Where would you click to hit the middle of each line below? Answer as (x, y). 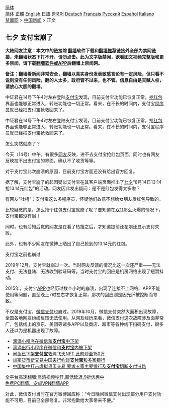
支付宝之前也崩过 (23, 254)
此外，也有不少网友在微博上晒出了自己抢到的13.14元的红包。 (67, 243)
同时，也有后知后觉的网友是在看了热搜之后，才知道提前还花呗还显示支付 (80, 226)
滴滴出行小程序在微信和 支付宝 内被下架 (52, 347)
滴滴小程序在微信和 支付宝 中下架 (46, 341)
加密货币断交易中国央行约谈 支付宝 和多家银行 (59, 360)
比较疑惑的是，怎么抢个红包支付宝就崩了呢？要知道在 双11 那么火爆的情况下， (84, 209)
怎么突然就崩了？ (23, 143)
